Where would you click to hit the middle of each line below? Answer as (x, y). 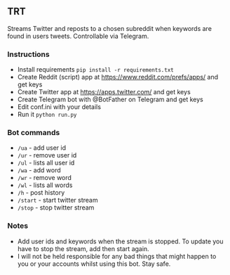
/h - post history (41, 193)
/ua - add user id (42, 148)
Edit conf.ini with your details (59, 107)
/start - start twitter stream (57, 200)
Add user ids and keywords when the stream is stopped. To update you (120, 241)
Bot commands (34, 133)
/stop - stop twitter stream (56, 207)
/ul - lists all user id (46, 163)
